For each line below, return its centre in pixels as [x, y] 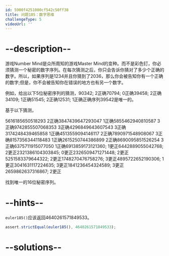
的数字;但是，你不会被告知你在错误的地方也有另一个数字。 [66, 83]
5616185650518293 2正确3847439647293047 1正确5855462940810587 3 [83, 121]
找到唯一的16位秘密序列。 [32, 182]
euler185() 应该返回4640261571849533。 [49, 218]
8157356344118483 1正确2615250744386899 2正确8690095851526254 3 [87, 140]
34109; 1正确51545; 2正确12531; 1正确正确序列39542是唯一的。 [71, 99]
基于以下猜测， [21, 110]
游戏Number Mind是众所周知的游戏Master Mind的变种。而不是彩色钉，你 [81, 64]
